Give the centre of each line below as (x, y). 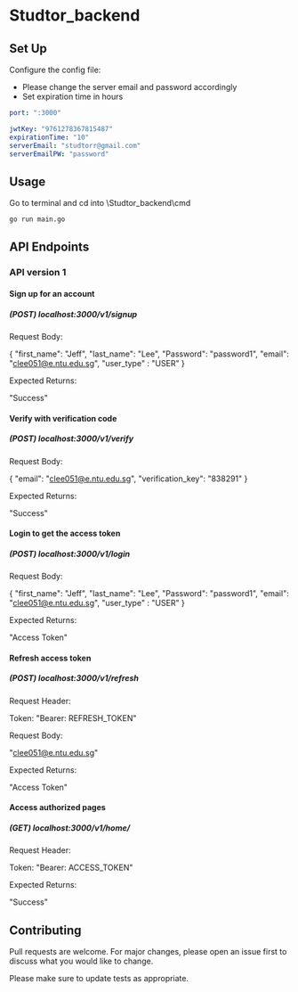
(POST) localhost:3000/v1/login (70, 553)
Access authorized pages (58, 808)
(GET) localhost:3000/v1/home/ (70, 828)
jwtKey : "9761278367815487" (61, 129)
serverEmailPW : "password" (59, 154)
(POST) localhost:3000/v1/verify (72, 439)
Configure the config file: (55, 70)
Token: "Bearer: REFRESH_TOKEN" (73, 717)
